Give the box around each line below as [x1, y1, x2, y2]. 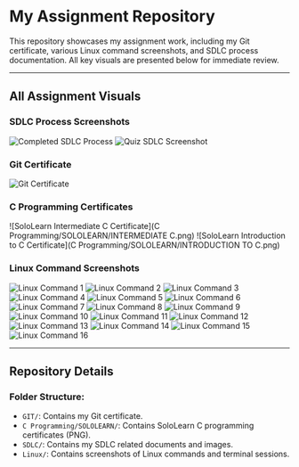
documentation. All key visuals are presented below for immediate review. [9, 54, 279, 65]
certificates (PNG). [21, 430, 92, 440]
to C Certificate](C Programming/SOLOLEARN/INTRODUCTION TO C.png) [9, 240, 280, 250]
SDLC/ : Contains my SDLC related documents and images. [21, 439, 234, 450]
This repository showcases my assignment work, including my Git [9, 36, 251, 46]
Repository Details [9, 364, 114, 379]
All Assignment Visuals [9, 89, 141, 104]
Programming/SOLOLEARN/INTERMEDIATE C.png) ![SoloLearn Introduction [9, 230, 287, 242]
